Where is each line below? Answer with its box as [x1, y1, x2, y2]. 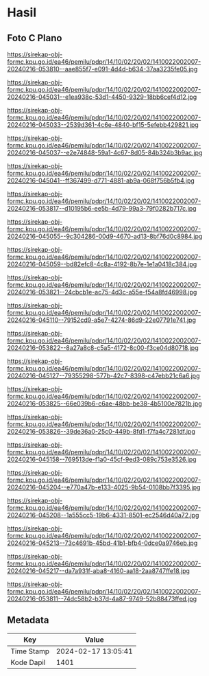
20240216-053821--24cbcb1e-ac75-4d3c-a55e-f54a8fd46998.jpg [7, 288, 197, 296]
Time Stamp [10, 646, 50, 656]
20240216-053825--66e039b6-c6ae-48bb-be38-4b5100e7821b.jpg [7, 399, 202, 408]
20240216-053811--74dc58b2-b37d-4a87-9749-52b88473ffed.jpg [7, 595, 197, 603]
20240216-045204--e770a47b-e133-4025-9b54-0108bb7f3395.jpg [7, 483, 201, 491]
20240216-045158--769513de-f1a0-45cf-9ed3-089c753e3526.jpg [7, 455, 197, 463]
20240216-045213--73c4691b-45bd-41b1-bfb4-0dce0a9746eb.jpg [7, 539, 198, 547]
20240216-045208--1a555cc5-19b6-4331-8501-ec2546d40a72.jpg [7, 511, 199, 519]
